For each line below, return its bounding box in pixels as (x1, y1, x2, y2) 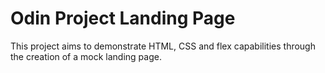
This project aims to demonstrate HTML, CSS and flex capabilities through (10, 40, 316, 52)
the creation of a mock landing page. (10, 50, 162, 62)
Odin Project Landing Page (10, 7, 236, 30)
